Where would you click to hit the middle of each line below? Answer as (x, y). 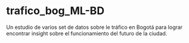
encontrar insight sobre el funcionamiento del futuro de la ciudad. (87, 33)
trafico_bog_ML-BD (55, 11)
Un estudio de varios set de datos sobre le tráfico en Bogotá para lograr (94, 27)
